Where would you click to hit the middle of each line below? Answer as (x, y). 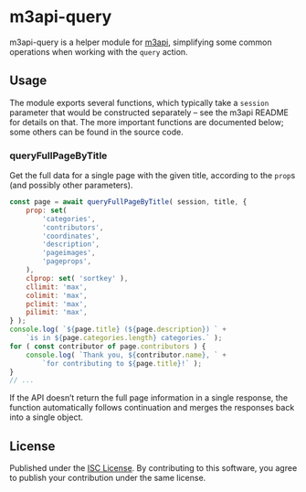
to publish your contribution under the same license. (108, 478)
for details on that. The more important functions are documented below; (147, 122)
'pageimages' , (69, 253)
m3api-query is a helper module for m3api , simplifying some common (141, 42)
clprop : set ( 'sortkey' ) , (77, 278)
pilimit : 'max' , (57, 313)
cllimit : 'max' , (57, 287)
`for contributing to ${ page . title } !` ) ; (122, 363)
